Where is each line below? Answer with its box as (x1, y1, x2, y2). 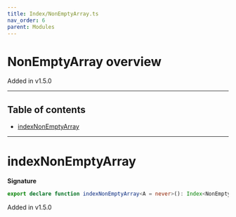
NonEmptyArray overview (7, 53, 162, 70)
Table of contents (7, 103, 86, 116)
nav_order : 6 (7, 17, 46, 24)
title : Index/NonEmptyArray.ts (7, 10, 99, 18)
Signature (7, 177, 37, 185)
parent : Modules (7, 23, 55, 30)
